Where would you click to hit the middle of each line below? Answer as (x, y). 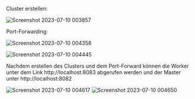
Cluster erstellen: (27, 9)
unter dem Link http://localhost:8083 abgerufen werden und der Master (94, 72)
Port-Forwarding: (27, 31)
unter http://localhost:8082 (39, 79)
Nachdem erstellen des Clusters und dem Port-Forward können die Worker (98, 66)
